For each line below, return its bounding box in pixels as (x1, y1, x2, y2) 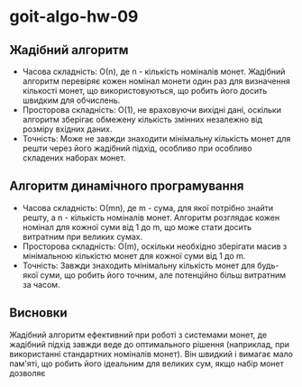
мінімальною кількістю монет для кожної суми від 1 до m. (22, 250, 246, 261)
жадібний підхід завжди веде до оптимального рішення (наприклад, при (9, 338, 290, 349)
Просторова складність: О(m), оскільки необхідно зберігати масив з (22, 241, 288, 252)
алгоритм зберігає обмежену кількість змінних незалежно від (22, 115, 263, 124)
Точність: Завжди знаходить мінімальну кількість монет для (22, 260, 255, 271)
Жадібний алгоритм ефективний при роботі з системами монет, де (9, 329, 268, 340)
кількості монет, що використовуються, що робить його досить (22, 86, 268, 96)
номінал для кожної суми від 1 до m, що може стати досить (22, 221, 252, 232)
